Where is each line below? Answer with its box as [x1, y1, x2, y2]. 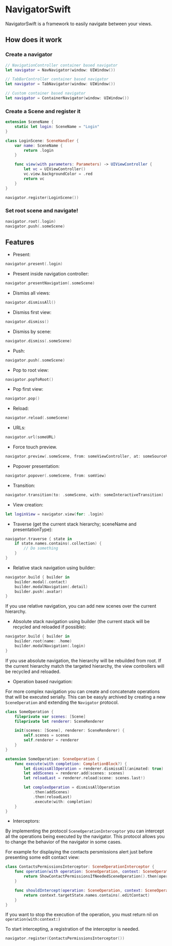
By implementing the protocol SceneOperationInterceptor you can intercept [5, 828, 164, 834]
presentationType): [12, 526, 53, 533]
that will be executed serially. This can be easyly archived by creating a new [5, 694, 166, 700]
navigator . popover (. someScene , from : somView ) [5, 473, 106, 478]
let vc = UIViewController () [24, 167, 86, 172]
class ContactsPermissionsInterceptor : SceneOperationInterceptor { [5, 864, 155, 869]
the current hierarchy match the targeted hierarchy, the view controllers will [5, 663, 165, 669]
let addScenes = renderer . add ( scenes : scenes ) [24, 771, 125, 776]
